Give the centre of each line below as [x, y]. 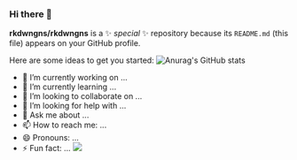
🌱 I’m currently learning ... [69, 87]
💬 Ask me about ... [55, 115]
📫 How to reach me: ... [64, 125]
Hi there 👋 [31, 14]
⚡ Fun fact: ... [46, 149]
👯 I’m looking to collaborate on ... [82, 96]
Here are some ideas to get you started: [82, 60]
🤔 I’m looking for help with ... [74, 106]
